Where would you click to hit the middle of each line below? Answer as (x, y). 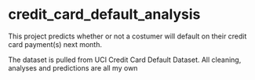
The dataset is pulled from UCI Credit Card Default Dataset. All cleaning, (125, 60)
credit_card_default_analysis (104, 15)
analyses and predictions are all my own (73, 67)
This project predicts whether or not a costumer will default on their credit (127, 36)
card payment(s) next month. (55, 44)
